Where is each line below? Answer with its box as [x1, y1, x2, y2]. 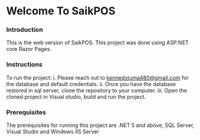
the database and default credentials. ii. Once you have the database [6, 80, 177, 87]
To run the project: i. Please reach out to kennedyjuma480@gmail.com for [6, 74, 189, 81]
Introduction [6, 26, 43, 34]
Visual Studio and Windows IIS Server [6, 128, 99, 135]
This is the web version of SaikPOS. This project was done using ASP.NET [6, 39, 189, 46]
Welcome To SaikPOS [6, 4, 116, 18]
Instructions [6, 60, 43, 69]
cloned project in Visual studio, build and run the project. [6, 93, 146, 100]
